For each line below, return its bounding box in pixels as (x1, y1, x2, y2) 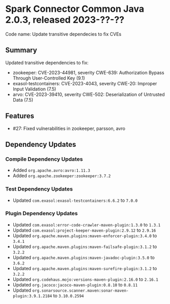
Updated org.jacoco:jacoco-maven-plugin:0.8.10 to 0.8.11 (12, 281, 138, 288)
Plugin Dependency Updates (5, 210, 78, 217)
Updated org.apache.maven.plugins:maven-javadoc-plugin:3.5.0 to (12, 254, 155, 260)
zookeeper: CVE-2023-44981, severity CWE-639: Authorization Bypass (12, 69, 165, 75)
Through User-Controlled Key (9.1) (12, 75, 86, 81)
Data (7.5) (12, 97, 33, 103)
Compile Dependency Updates (5, 155, 83, 162)
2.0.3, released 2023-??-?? (5, 14, 124, 26)
